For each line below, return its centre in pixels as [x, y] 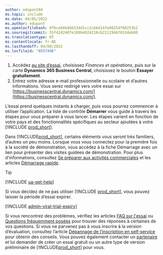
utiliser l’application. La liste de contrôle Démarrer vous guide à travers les [81, 111]
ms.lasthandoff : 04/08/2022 [34, 46]
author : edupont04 [24, 10]
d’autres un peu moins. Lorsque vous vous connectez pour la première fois [81, 142]
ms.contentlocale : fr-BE [31, 42]
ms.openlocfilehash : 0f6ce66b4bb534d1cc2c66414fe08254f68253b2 [72, 28]
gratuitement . [27, 75]
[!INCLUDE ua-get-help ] [30, 182]
